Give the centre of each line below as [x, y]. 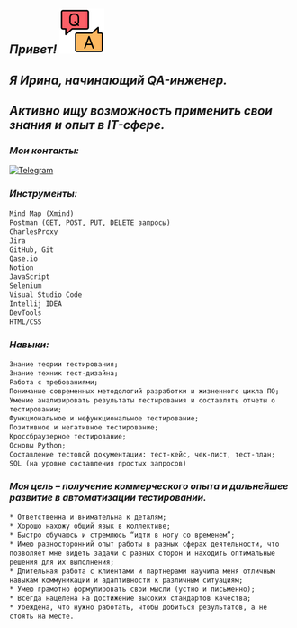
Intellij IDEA [36, 304]
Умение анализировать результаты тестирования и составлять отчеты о [143, 401]
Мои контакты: [44, 151]
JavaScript [30, 277]
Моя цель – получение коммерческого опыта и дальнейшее [149, 485]
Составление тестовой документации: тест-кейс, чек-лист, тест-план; [143, 455]
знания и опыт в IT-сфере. [87, 125]
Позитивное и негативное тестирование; [84, 428]
